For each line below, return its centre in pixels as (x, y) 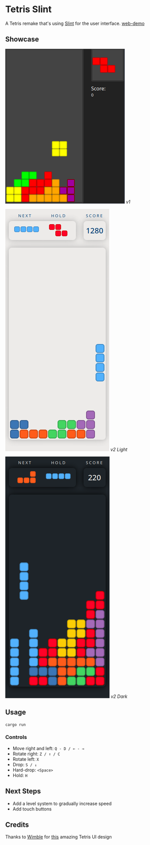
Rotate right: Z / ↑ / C (36, 754)
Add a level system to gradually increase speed (62, 803)
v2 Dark (119, 696)
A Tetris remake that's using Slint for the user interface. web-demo (75, 23)
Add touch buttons (32, 809)
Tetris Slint (29, 9)
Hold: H (20, 775)
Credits (17, 825)
